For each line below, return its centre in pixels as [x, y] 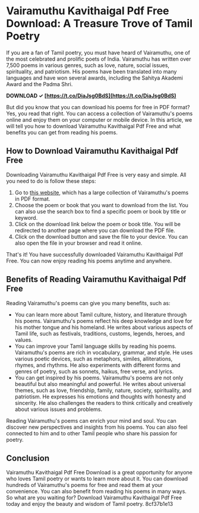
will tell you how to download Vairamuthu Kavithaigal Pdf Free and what [94, 126]
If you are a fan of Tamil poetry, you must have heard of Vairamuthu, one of [98, 52]
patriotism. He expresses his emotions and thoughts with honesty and [100, 397]
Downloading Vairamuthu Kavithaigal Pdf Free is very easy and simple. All [96, 175]
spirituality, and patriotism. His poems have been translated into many [91, 71]
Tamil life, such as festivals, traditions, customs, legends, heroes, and [100, 333]
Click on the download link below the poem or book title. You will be [98, 224]
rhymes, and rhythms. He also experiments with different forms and [97, 365]
